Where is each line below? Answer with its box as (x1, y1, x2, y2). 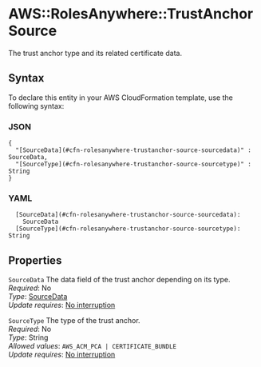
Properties (8, 253, 62, 267)
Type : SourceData (8, 292, 68, 301)
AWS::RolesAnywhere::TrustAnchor (8, 5, 254, 23)
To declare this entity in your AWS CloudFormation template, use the (8, 93, 233, 102)
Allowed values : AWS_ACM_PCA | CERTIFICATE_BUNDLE (8, 341, 177, 351)
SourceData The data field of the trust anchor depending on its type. (8, 275, 231, 285)
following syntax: (8, 101, 65, 110)
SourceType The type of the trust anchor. (8, 316, 141, 325)
